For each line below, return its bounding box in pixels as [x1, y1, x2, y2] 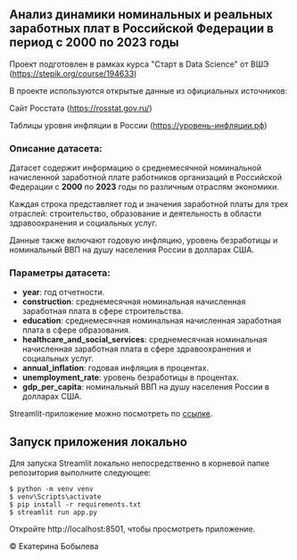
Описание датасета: [9, 142, 103, 154]
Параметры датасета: [9, 267, 111, 279]
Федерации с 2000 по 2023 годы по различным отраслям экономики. [9, 182, 279, 193]
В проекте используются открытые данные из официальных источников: [9, 85, 288, 96]
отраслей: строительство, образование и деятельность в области [9, 209, 261, 219]
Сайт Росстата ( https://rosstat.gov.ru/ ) [9, 103, 153, 113]
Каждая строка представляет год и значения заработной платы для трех [9, 199, 289, 210]
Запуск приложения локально [9, 434, 187, 449]
